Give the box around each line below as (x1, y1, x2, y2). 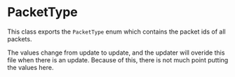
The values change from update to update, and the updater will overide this (7, 48, 225, 57)
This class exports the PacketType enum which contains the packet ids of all (7, 27, 226, 36)
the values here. (7, 63, 54, 71)
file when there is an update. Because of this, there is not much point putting (7, 55, 229, 64)
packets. (7, 34, 32, 43)
